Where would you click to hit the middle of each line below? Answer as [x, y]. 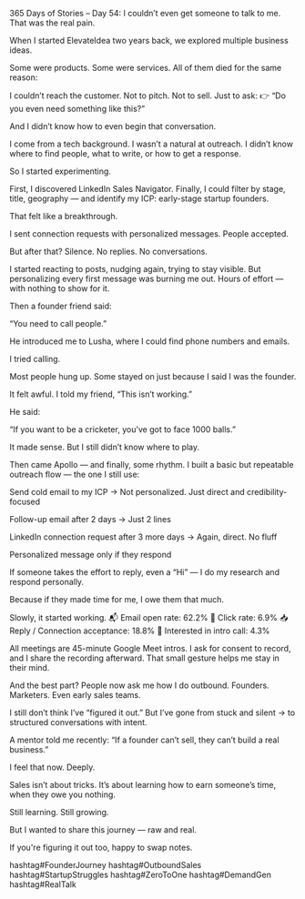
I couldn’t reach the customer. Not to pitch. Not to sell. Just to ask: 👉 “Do [148, 96]
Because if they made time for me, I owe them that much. [117, 599]
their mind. [30, 667]
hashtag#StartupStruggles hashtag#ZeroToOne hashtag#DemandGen [140, 874]
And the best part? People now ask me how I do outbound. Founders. [140, 685]
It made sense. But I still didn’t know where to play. [105, 447]
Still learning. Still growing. [59, 812]
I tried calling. [35, 359]
